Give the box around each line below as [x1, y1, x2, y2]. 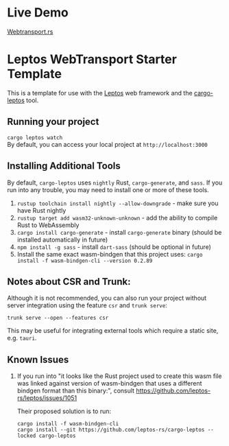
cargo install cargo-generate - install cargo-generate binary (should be [16, 228, 222, 236]
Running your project [7, 116, 99, 128]
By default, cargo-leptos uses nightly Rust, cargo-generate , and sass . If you [7, 178, 223, 187]
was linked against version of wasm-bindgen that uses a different [16, 379, 202, 388]
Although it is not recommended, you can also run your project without [7, 294, 207, 303]
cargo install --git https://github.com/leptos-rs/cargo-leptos [16, 427, 205, 434]
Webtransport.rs [7, 27, 53, 36]
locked [16, 432, 36, 440]
